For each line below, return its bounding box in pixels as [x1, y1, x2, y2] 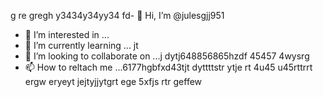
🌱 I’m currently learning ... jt [24, 40, 139, 51]
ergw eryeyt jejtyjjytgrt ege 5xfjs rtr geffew [24, 76, 203, 87]
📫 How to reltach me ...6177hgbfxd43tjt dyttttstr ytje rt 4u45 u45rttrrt [24, 61, 313, 73]
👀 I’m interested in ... [24, 29, 110, 40]
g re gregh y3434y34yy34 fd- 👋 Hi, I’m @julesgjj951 [10, 10, 225, 21]
